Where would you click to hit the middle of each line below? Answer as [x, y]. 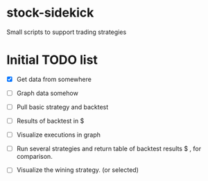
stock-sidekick [50, 13]
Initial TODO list [52, 60]
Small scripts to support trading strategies [67, 32]
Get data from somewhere [54, 79]
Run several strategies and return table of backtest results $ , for [109, 149]
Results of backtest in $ [50, 121]
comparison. [34, 157]
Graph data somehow [47, 93]
